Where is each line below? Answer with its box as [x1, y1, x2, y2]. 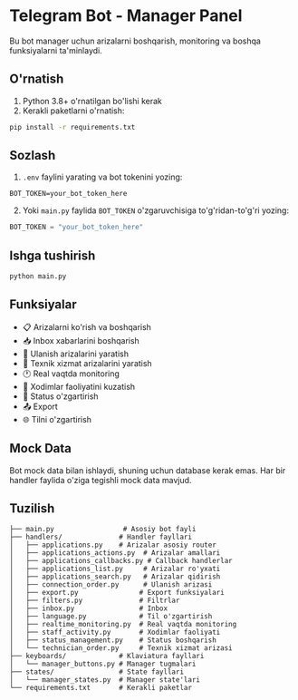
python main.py [9, 272, 67, 281]
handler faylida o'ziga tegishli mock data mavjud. [9, 474, 192, 485]
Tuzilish [9, 501, 55, 517]
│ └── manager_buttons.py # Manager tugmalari [9, 659, 197, 669]
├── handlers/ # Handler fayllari [9, 532, 193, 542]
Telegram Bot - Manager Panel [9, 5, 243, 26]
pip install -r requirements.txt [9, 122, 136, 131]
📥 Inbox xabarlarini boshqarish [22, 335, 140, 345]
